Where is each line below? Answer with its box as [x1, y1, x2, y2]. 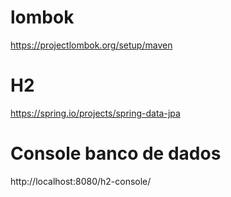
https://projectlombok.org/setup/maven [10, 39, 173, 51]
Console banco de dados [10, 142, 222, 165]
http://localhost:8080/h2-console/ [10, 175, 152, 187]
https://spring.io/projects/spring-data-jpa [10, 107, 181, 119]
